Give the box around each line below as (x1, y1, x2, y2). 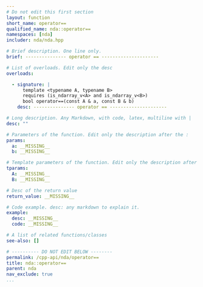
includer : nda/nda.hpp (6, 37, 64, 43)
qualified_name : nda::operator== (6, 26, 91, 32)
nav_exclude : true (6, 271, 53, 277)
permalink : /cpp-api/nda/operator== (6, 254, 99, 260)
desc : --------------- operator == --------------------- (17, 104, 167, 110)
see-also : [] (6, 238, 40, 244)
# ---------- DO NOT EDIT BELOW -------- (6, 249, 113, 255)
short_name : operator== (6, 20, 67, 26)
